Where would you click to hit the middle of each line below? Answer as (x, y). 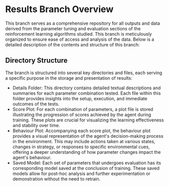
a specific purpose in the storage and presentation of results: (69, 78)
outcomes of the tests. (36, 104)
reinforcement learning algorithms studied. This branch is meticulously (79, 34)
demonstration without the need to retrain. (57, 179)
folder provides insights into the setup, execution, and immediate (80, 98)
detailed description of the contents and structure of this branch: (73, 44)
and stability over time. (36, 125)
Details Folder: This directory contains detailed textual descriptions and (87, 88)
